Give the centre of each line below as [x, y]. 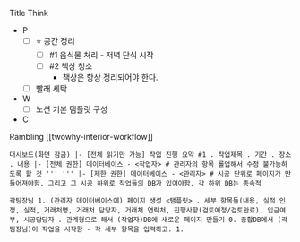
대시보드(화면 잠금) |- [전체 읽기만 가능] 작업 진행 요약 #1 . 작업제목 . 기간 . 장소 [150, 155]
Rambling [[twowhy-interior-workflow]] [81, 137]
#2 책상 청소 [71, 66]
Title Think [29, 13]
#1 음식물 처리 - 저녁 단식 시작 [101, 55]
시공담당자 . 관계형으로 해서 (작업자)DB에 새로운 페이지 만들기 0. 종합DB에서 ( [153, 220]
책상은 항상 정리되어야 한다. [110, 78]
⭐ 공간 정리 [55, 41]
